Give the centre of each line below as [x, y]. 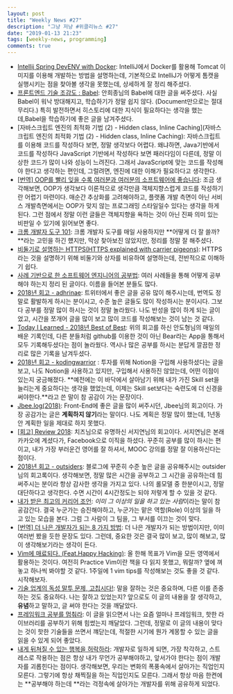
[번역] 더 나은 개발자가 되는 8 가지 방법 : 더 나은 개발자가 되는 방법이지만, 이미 [121, 527]
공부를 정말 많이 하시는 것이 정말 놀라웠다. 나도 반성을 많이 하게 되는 [116, 310]
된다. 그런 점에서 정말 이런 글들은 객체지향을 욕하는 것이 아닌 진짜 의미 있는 [118, 214]
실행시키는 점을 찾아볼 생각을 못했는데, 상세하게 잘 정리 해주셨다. [104, 84]
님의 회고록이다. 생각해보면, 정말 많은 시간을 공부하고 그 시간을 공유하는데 [116, 475]
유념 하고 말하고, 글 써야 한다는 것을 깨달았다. [77, 605]
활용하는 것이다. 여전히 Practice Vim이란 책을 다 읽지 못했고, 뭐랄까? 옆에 [116, 562]
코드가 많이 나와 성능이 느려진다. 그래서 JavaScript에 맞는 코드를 [118, 162]
